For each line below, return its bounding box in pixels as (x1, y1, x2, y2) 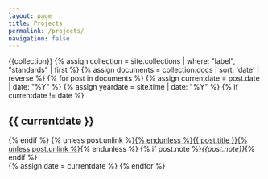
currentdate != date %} (8, 90, 85, 101)
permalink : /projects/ (8, 27, 85, 35)
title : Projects (8, 19, 63, 27)
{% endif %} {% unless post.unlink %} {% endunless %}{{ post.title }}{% (8, 135, 248, 145)
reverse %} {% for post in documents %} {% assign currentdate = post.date (8, 73, 260, 83)
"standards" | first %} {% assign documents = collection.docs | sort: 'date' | (8, 65, 260, 75)
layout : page (8, 11, 52, 20)
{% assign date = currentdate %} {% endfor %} (8, 161, 166, 171)
